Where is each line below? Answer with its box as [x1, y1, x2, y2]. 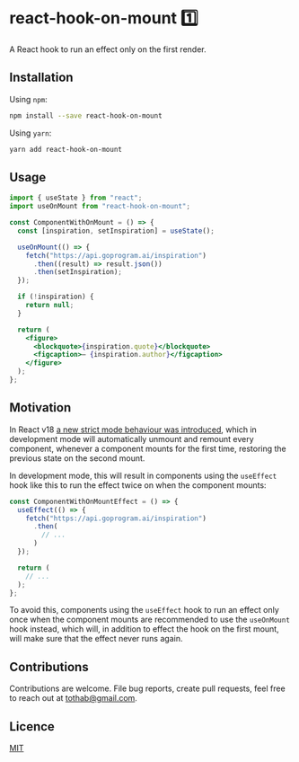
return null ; [25, 301, 75, 310]
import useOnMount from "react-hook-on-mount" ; [9, 202, 191, 211]
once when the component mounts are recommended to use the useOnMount [9, 614, 290, 625]
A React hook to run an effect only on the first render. [9, 43, 207, 55]
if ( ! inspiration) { [17, 292, 94, 302]
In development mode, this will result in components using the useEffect [9, 470, 277, 481]
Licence [9, 719, 56, 734]
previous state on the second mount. [9, 452, 145, 464]
